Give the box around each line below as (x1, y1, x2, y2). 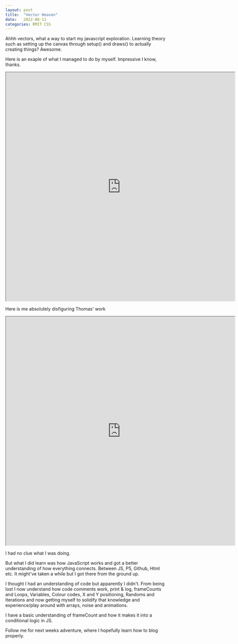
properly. (5, 633, 24, 639)
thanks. (5, 62, 21, 68)
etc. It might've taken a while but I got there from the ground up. (5, 571, 140, 577)
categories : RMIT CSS (5, 21, 51, 27)
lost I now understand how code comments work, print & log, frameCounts (5, 586, 162, 592)
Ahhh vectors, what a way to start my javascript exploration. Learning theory (5, 36, 166, 42)
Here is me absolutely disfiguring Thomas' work (5, 306, 106, 312)
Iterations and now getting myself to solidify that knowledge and (5, 597, 140, 603)
